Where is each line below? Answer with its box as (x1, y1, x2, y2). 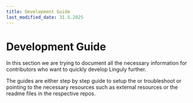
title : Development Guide (6, 8, 70, 15)
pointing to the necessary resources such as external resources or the (6, 84, 178, 91)
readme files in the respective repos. (6, 90, 96, 97)
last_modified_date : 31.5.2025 (6, 14, 84, 20)
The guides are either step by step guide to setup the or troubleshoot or (6, 77, 182, 85)
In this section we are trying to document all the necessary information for (6, 60, 187, 67)
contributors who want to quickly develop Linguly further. (6, 66, 147, 73)
